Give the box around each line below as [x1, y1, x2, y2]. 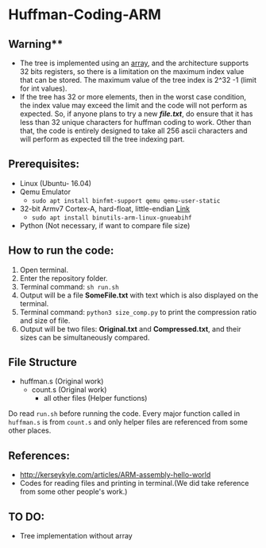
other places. [8, 426, 52, 435]
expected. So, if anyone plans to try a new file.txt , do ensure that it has [19, 109, 253, 119]
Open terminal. [19, 265, 69, 274]
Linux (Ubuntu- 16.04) [19, 178, 92, 188]
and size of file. [19, 316, 71, 325]
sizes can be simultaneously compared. [19, 332, 150, 342]
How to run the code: [8, 244, 114, 258]
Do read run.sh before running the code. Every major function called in [8, 409, 241, 418]
